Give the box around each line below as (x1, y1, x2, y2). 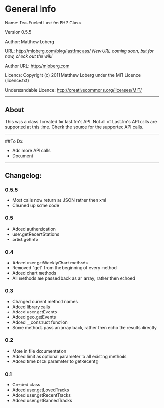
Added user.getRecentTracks (12, 392, 71, 398)
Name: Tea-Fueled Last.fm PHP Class (5, 20, 81, 25)
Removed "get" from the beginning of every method (12, 265, 117, 271)
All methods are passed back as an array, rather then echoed (12, 275, 135, 281)
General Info (5, 3, 56, 15)
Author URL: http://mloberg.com (5, 63, 70, 69)
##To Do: (5, 138, 24, 144)
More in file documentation (12, 348, 67, 354)
